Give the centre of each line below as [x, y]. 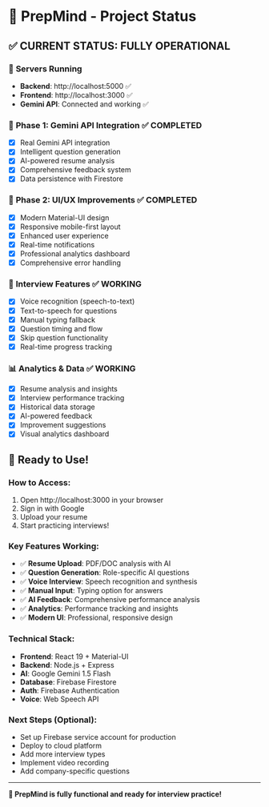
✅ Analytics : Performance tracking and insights [99, 608]
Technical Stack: [42, 639]
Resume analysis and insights [68, 389]
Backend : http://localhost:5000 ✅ [76, 86]
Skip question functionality [64, 337]
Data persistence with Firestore [72, 179]
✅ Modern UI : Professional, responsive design [96, 618]
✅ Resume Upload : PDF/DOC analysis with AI [95, 564]
